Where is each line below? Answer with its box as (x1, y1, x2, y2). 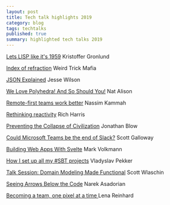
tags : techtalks (6, 25, 47, 32)
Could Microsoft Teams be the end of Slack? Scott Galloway (6, 134, 154, 141)
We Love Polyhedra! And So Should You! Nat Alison (6, 88, 132, 94)
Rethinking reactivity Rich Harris (6, 111, 85, 118)
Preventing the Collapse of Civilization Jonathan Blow (6, 123, 138, 129)
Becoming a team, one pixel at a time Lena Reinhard (6, 192, 134, 199)
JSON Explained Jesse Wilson (6, 76, 81, 83)
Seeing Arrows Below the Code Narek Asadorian (6, 180, 126, 187)
